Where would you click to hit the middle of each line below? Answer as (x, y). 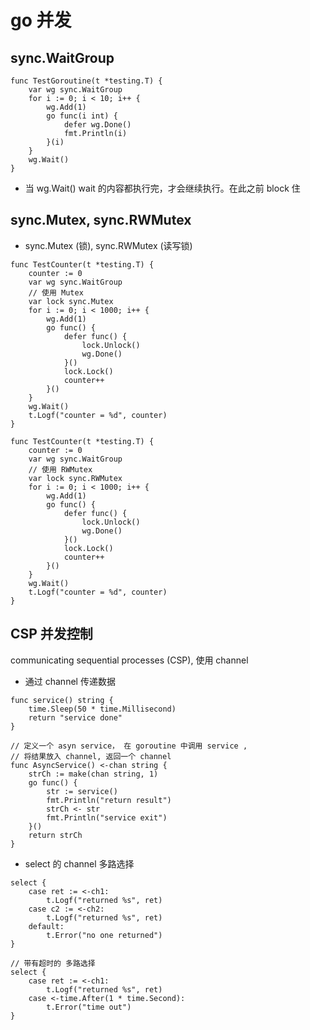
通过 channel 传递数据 (70, 681)
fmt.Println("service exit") (107, 817)
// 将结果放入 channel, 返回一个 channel (91, 756)
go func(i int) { (82, 116)
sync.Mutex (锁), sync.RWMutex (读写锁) (108, 245)
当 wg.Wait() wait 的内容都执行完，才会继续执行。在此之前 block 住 (162, 188)
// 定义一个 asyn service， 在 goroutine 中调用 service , (129, 746)
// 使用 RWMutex (60, 469)
